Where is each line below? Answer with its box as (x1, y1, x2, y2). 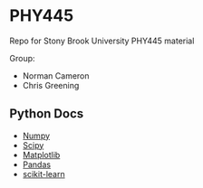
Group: (9, 52, 35, 63)
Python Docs (9, 106, 84, 122)
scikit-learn (22, 168, 65, 179)
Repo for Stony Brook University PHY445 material (9, 35, 195, 46)
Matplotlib (22, 149, 61, 160)
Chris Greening (22, 80, 80, 90)
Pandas (22, 159, 52, 170)
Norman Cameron (22, 70, 90, 81)
